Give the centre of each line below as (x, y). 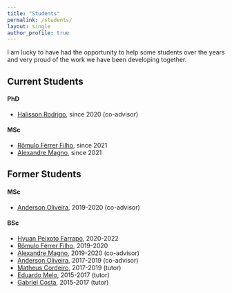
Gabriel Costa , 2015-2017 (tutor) (63, 282)
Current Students (46, 81)
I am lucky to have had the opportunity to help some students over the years (116, 52)
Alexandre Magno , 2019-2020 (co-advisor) (78, 253)
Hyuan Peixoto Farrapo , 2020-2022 (68, 238)
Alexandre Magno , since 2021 (59, 153)
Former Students (44, 174)
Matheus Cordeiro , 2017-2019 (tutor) (69, 267)
